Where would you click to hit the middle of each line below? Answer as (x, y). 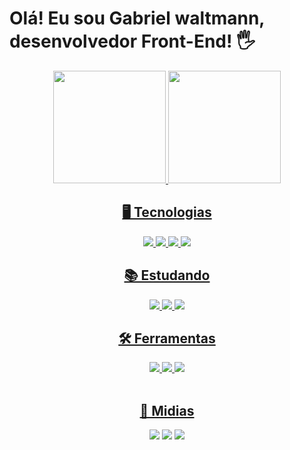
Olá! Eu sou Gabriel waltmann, (137, 18)
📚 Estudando (167, 275)
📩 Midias (167, 410)
